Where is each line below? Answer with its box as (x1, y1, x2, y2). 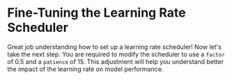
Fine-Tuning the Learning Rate (7, 5, 186, 21)
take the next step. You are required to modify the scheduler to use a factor (7, 50, 225, 58)
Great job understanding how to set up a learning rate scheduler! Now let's (7, 42, 222, 51)
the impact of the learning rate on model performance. (7, 65, 164, 73)
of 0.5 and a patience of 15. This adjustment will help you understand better (7, 57, 224, 65)
